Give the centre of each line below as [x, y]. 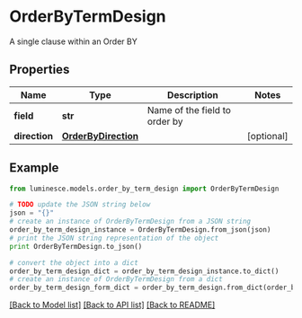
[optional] [267, 136]
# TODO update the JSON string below [80, 205]
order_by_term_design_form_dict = [74, 288]
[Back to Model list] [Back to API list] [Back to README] [112, 305]
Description [193, 94]
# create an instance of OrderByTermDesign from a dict [116, 279]
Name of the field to [189, 110]
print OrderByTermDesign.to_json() [76, 246]
